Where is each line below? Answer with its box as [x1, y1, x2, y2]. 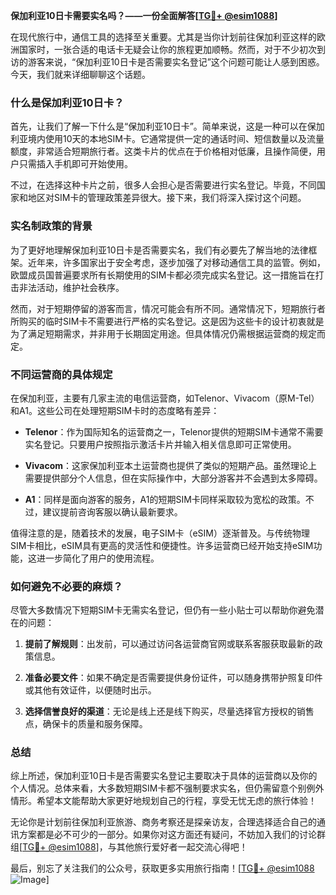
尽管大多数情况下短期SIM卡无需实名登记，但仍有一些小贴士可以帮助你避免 [10, 604, 316, 616]
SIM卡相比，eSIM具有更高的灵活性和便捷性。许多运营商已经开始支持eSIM [10, 539, 314, 551]
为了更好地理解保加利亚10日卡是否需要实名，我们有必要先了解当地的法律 [10, 244, 309, 256]
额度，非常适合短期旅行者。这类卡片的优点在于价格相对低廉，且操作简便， [10, 145, 317, 158]
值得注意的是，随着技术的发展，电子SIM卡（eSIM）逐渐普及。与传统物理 [10, 527, 310, 539]
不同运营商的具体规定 [10, 367, 113, 381]
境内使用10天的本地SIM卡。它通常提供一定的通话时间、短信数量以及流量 [27, 133, 325, 145]
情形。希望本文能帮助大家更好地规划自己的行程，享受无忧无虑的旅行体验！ [10, 795, 317, 807]
